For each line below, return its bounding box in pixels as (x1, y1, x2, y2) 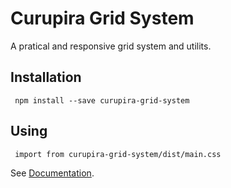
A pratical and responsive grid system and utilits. (10, 40, 212, 52)
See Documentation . (10, 167, 95, 179)
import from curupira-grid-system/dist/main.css (14, 149, 222, 159)
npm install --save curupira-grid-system (14, 95, 190, 106)
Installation (10, 69, 82, 86)
